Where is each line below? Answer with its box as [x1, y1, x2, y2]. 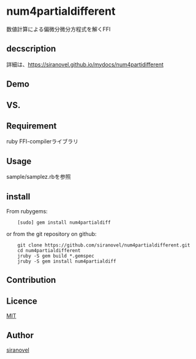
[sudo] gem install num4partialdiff [17, 219, 111, 226]
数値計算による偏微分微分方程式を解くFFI [6, 25, 111, 33]
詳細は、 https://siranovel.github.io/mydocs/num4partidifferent [6, 60, 164, 68]
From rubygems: [6, 207, 48, 215]
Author [6, 330, 34, 341]
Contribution [6, 275, 56, 285]
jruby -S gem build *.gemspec [17, 253, 95, 259]
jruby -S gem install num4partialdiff [17, 258, 116, 264]
